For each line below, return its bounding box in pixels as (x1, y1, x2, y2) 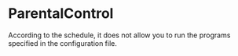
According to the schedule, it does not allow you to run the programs (8, 30, 231, 40)
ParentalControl (8, 5, 114, 23)
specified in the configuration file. (8, 38, 118, 47)
